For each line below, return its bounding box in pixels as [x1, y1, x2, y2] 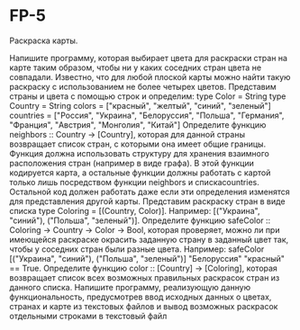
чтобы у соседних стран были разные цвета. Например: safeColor [9, 244, 265, 254]
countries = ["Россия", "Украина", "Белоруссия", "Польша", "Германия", [9, 110, 285, 120]
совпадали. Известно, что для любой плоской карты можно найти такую [9, 71, 291, 82]
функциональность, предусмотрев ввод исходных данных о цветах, [9, 291, 272, 302]
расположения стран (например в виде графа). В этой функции [9, 157, 254, 168]
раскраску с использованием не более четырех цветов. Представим [9, 81, 277, 92]
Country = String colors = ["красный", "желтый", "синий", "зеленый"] [9, 100, 272, 111]
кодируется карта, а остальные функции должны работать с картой [9, 167, 271, 178]
